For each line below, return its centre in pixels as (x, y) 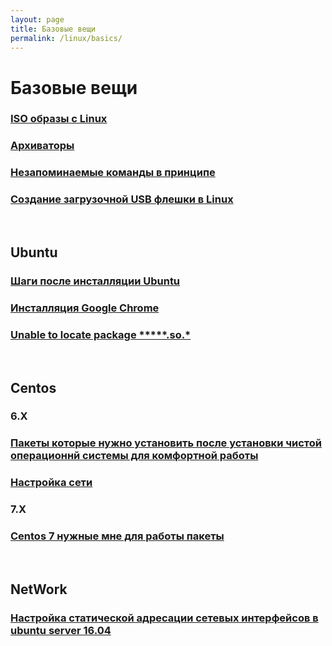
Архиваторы (42, 146)
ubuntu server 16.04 (61, 630)
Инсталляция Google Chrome (85, 308)
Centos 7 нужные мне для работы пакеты (117, 536)
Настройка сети (51, 483)
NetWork (39, 589)
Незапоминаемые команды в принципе (113, 173)
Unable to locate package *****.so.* (101, 334)
